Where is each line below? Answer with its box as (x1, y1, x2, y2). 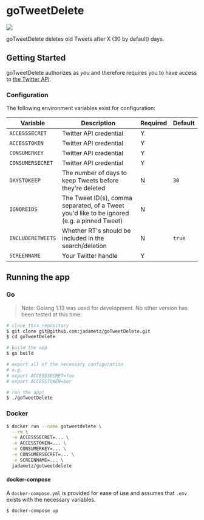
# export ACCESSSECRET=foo (6, 372, 75, 379)
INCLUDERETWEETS (9, 235, 56, 242)
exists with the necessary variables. (6, 496, 96, 503)
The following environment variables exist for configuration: (6, 105, 156, 112)
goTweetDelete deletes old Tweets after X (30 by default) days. (6, 35, 165, 43)
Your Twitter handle (61, 252, 118, 260)
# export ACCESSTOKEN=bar (6, 378, 72, 384)
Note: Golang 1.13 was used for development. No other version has (21, 304, 188, 311)
